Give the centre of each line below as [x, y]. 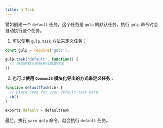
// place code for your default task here [54, 92]
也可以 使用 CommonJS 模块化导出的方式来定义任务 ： [63, 78]
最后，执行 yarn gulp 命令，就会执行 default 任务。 [58, 120]
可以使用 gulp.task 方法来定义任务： [50, 41]
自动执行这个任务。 [25, 31]
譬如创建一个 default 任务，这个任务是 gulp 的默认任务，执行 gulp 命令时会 [82, 24]
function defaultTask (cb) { [34, 88]
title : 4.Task [20, 10]
